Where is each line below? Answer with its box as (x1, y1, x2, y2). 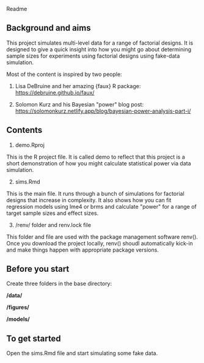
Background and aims (6, 23, 91, 33)
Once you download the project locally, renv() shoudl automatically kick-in (6, 239, 194, 247)
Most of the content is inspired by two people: (6, 70, 122, 78)
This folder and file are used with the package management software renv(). (6, 233, 199, 241)
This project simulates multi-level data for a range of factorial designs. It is (6, 39, 194, 47)
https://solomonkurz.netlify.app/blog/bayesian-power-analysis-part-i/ (15, 107, 191, 114)
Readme (6, 6, 27, 12)
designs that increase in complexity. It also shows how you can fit (6, 196, 172, 204)
